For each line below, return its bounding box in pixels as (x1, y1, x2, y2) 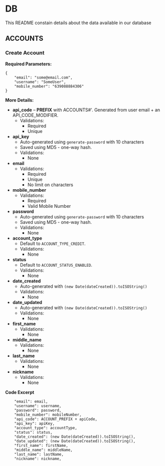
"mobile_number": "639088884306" (14, 84, 84, 89)
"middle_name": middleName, (14, 447, 73, 452)
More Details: (5, 97, 34, 103)
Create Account (5, 49, 45, 56)
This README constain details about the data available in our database (5, 20, 151, 26)
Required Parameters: (5, 61, 52, 67)
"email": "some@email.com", (14, 75, 73, 80)
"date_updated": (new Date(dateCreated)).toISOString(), (14, 438, 136, 443)
